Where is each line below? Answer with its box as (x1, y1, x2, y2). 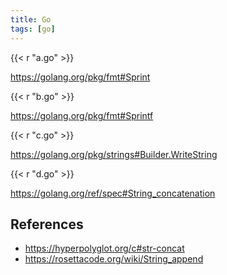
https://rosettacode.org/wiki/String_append (24, 253, 204, 265)
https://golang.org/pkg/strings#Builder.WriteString (10, 148, 218, 160)
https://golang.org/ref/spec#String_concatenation (10, 187, 216, 199)
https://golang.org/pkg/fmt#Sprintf (10, 109, 154, 121)
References (10, 216, 84, 233)
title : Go (10, 14, 52, 25)
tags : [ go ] (10, 24, 56, 34)
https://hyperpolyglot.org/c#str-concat (24, 242, 185, 255)
